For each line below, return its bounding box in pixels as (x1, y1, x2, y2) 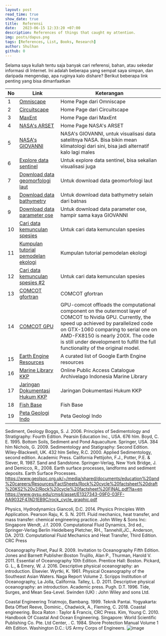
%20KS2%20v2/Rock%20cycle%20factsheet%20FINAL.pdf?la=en (5, 486, 143, 492)
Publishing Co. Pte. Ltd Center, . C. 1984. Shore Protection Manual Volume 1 (5, 620, 159, 626)
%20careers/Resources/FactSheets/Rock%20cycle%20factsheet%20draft (5, 480, 158, 487)
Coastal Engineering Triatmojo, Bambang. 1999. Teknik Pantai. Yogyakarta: (5, 598, 157, 604)
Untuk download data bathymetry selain (60, 191, 153, 198)
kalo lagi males (60, 149, 95, 156)
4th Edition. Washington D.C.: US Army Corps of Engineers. (5, 625, 126, 631)
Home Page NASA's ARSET (60, 122, 124, 129)
